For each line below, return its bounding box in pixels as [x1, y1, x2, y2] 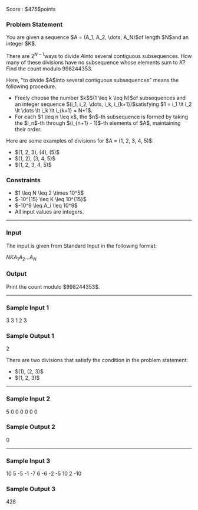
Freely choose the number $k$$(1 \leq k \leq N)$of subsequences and [14, 94, 186, 101]
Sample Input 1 [6, 304, 49, 312]
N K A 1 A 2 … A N [6, 253, 37, 262]
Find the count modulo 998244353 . [6, 65, 93, 72]
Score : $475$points [6, 6, 56, 12]
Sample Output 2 [6, 423, 55, 431]
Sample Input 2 [6, 395, 50, 403]
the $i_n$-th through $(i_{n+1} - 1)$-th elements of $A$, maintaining [14, 119, 181, 127]
